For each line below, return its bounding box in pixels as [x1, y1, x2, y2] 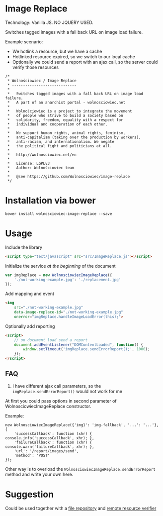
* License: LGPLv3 [7, 161, 50, 166]
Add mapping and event [5, 291, 55, 297]
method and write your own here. [5, 471, 74, 477]
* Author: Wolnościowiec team [7, 165, 75, 170]
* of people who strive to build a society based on [7, 113, 123, 118]
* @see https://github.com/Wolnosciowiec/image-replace [7, 174, 130, 179]
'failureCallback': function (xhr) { [14, 440, 92, 445]
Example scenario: [5, 38, 43, 45]
